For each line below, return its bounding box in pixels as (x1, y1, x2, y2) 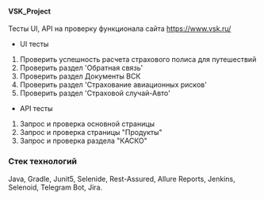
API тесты (19, 104, 53, 113)
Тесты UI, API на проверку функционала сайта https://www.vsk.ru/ (8, 24, 231, 33)
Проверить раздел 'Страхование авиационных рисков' (19, 80, 208, 90)
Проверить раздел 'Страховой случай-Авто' (19, 88, 170, 98)
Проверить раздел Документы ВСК (19, 71, 141, 81)
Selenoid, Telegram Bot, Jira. (8, 183, 103, 192)
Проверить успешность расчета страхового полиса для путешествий (19, 55, 257, 64)
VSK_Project (8, 6, 52, 16)
